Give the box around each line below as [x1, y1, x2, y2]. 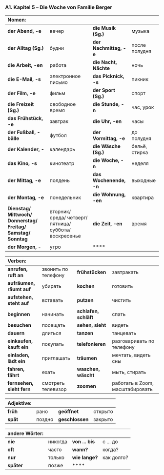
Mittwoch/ [7, 211, 32, 218]
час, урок [131, 104, 154, 111]
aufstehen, [7, 294, 33, 301]
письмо [49, 79, 68, 86]
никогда [48, 438, 67, 445]
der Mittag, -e [7, 177, 41, 184]
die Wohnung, [92, 191, 126, 198]
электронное [49, 73, 81, 79]
